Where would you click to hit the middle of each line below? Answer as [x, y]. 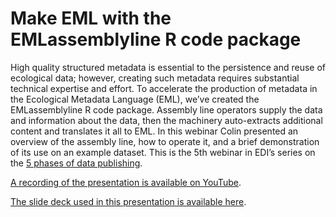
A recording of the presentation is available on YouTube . [126, 182]
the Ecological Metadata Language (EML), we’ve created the [135, 99]
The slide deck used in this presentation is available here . [128, 201]
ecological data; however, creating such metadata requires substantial [155, 78]
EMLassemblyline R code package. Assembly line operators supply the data [166, 109]
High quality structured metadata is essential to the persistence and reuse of [168, 67]
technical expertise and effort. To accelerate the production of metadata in [164, 88]
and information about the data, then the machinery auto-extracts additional [166, 120]
